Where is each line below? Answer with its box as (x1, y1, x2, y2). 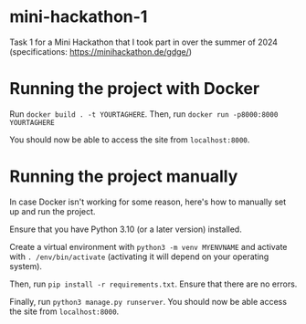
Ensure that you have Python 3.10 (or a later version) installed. (9, 224, 242, 235)
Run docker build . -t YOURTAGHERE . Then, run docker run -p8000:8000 (9, 108, 279, 120)
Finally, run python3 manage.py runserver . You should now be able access (9, 296, 288, 307)
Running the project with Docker (9, 78, 260, 99)
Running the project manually (9, 166, 238, 187)
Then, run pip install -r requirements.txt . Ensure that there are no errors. (9, 278, 298, 289)
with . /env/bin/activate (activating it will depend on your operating (9, 251, 269, 262)
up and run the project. (9, 205, 96, 216)
